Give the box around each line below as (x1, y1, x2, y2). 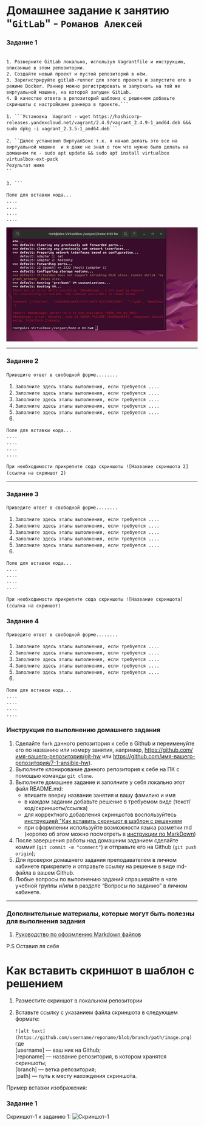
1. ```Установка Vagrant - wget (6, 114, 91, 120)
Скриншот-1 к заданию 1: (6, 1113, 71, 1121)
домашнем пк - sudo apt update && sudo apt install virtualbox (6, 150, 170, 156)
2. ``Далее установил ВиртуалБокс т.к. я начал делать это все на (6, 138, 178, 144)
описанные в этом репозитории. (6, 65, 86, 71)
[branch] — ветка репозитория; (15, 1066, 97, 1073)
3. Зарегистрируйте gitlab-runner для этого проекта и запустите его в (6, 77, 191, 83)
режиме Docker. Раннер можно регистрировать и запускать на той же (6, 83, 181, 89)
